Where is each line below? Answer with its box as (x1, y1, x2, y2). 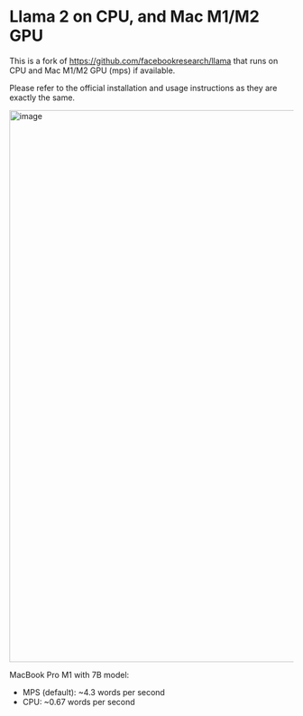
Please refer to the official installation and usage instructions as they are (9, 82, 278, 93)
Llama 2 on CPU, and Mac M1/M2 (9, 6, 260, 27)
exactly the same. (9, 92, 75, 103)
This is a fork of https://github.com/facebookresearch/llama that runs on (9, 55, 279, 66)
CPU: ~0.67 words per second (22, 696, 135, 707)
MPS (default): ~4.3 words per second (22, 686, 165, 697)
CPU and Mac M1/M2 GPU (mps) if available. (9, 65, 176, 76)
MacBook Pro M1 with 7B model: (9, 669, 130, 680)
